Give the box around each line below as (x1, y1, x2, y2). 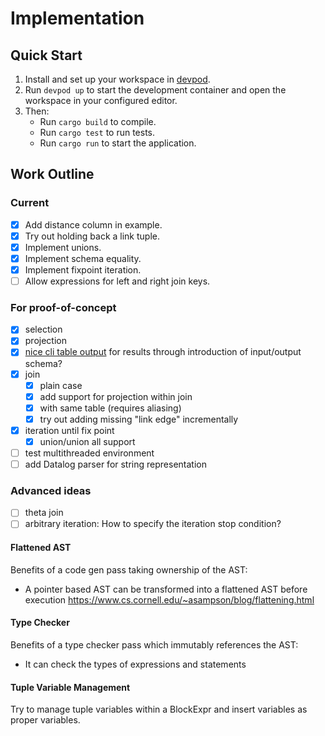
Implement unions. (24, 241, 102, 253)
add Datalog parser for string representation (24, 458, 207, 471)
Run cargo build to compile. (39, 116, 157, 127)
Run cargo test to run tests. (39, 127, 156, 138)
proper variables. (10, 714, 81, 726)
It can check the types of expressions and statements (24, 658, 247, 670)
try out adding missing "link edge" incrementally (39, 413, 239, 425)
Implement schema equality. (24, 252, 142, 264)
